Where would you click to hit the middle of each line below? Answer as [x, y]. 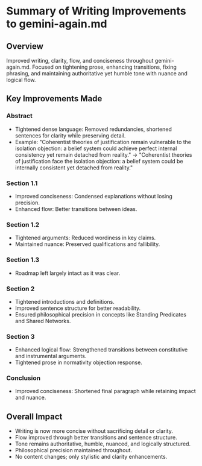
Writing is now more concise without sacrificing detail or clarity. [94, 431]
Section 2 [21, 289]
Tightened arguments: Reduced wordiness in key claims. [85, 238]
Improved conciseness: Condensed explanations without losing [94, 196]
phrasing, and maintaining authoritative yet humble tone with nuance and [97, 73]
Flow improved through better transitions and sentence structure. [96, 438]
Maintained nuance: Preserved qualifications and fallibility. [87, 244]
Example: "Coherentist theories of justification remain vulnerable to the [103, 142]
